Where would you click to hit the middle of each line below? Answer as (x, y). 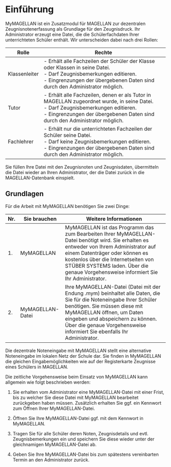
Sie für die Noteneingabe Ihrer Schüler (111, 299)
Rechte (104, 52)
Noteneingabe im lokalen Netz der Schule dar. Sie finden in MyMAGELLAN (83, 356)
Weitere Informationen (114, 219)
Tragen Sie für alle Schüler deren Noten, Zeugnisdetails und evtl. (80, 433)
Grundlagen (25, 194)
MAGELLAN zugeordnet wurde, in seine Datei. (98, 101)
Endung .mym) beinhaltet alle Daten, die (112, 293)
